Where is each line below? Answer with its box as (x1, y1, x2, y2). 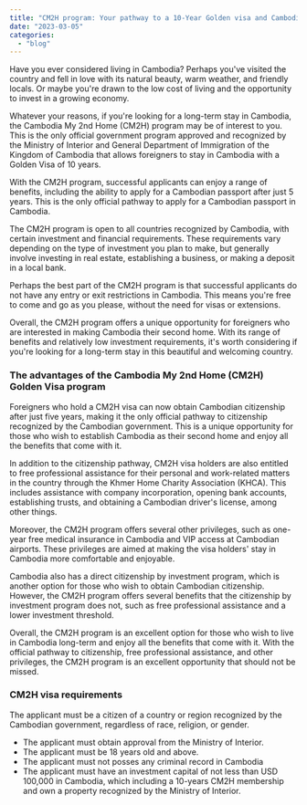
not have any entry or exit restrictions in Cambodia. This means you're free (9, 289, 291, 301)
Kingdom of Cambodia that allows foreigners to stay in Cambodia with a (9, 150, 281, 161)
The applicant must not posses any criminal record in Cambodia (22, 756, 264, 767)
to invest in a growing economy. (9, 93, 130, 104)
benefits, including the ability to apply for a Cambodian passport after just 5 (9, 186, 294, 197)
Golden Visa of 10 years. (9, 159, 101, 170)
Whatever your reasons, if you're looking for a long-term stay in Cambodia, (9, 110, 292, 121)
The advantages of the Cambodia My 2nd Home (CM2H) (9, 369, 264, 382)
